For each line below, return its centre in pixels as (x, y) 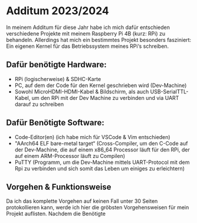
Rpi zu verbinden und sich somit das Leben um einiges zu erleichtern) (99, 168)
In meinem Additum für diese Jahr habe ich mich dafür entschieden (88, 27)
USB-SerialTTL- (169, 91)
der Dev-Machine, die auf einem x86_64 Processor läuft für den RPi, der (102, 150)
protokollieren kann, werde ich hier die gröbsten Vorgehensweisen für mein (98, 208)
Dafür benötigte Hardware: (57, 65)
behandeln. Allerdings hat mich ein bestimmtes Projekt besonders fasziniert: (99, 40)
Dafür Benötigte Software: (55, 123)
